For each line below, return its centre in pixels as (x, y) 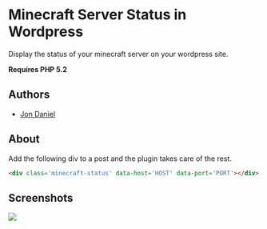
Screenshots (41, 198)
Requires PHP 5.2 (38, 69)
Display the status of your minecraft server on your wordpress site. (118, 54)
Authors (29, 95)
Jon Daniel (38, 114)
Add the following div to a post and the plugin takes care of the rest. (120, 159)
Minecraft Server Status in (98, 15)
